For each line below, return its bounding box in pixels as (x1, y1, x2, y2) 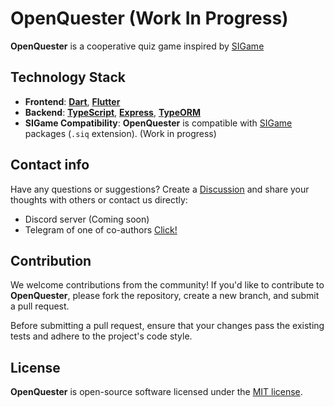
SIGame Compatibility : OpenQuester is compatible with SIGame (24, 117, 293, 129)
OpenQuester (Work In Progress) (10, 7, 289, 30)
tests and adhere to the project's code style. (10, 330, 193, 342)
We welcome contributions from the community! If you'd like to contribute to (10, 279, 325, 291)
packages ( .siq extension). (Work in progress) (24, 127, 217, 139)
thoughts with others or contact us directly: (10, 193, 188, 206)
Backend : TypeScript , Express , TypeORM (24, 106, 201, 118)
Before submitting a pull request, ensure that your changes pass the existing (10, 320, 325, 332)
